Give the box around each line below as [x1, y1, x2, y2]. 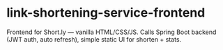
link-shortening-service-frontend [6, 5, 206, 21]
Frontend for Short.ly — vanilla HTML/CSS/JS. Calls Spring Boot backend [6, 28, 217, 36]
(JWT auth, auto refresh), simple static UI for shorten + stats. [6, 35, 182, 43]
